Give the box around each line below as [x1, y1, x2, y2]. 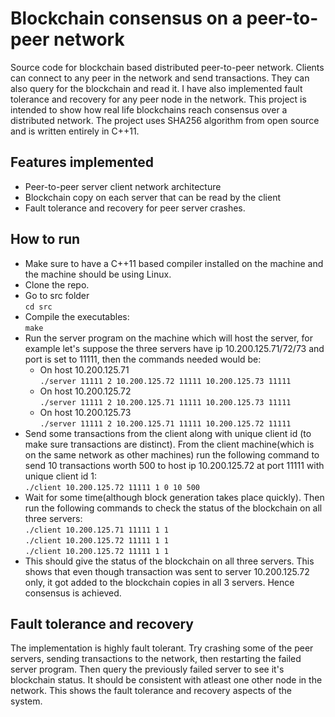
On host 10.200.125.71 [39, 363, 130, 376]
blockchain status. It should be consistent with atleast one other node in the [10, 674, 323, 686]
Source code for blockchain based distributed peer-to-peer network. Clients [10, 61, 325, 73]
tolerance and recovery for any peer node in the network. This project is [10, 93, 307, 105]
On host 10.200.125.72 [39, 385, 132, 397]
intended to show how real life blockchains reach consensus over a [10, 103, 288, 116]
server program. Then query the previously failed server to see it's [10, 663, 285, 676]
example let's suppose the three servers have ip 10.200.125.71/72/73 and [24, 342, 325, 354]
